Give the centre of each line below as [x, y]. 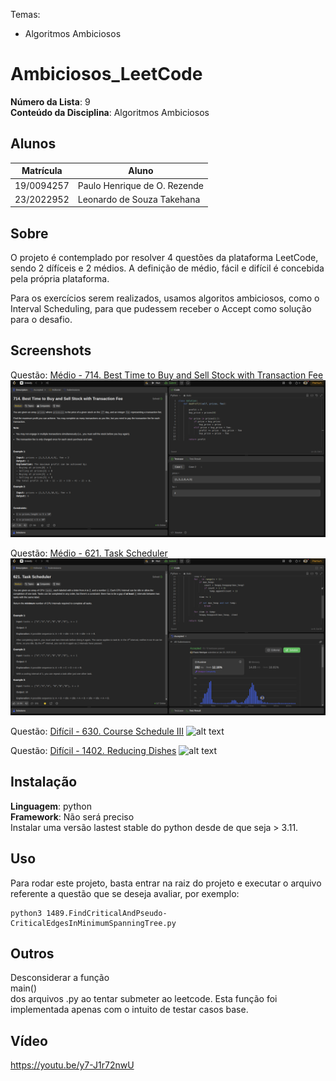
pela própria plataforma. [60, 279]
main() [23, 988]
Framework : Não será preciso [72, 816]
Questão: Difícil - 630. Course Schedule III [97, 731]
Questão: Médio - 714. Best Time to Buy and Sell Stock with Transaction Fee [167, 375]
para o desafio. [41, 320]
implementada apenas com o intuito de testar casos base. [129, 1010]
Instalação [44, 782]
